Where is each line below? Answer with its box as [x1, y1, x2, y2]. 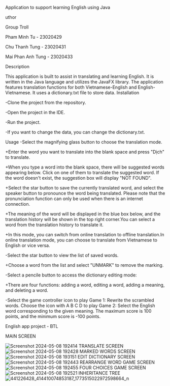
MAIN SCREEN [5, 333, 37, 339]
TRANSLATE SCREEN [78, 343, 124, 349]
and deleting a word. [5, 287, 48, 293]
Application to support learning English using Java [5, 5, 111, 10]
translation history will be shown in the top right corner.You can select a [5, 216, 155, 222]
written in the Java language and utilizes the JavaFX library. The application [5, 79, 164, 85]
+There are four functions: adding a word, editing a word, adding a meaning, [5, 282, 165, 288]
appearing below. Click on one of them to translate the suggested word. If [5, 170, 159, 175]
